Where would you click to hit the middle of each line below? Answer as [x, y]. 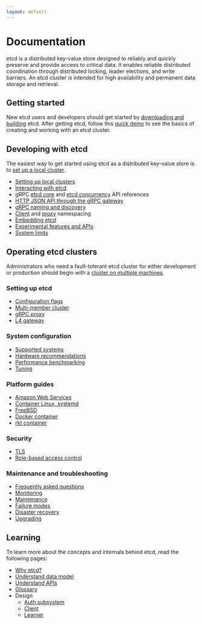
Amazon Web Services [43, 397]
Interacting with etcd [41, 188]
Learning [24, 538]
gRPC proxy [30, 314]
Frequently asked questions [49, 487]
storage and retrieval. [33, 84]
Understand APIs [36, 583]
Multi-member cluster [42, 308]
